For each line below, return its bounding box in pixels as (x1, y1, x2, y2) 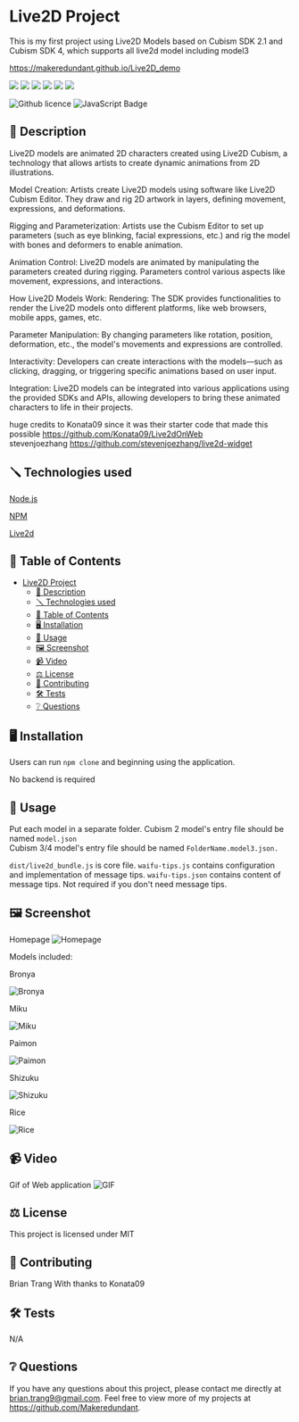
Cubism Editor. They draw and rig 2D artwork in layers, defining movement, (9, 194, 287, 204)
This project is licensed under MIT (9, 1229, 136, 1240)
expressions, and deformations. (9, 203, 126, 213)
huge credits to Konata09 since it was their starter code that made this (9, 419, 269, 429)
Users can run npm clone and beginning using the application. (9, 757, 236, 768)
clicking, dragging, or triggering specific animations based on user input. (9, 365, 277, 376)
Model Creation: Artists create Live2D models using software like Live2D (9, 184, 276, 195)
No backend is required (9, 774, 96, 785)
